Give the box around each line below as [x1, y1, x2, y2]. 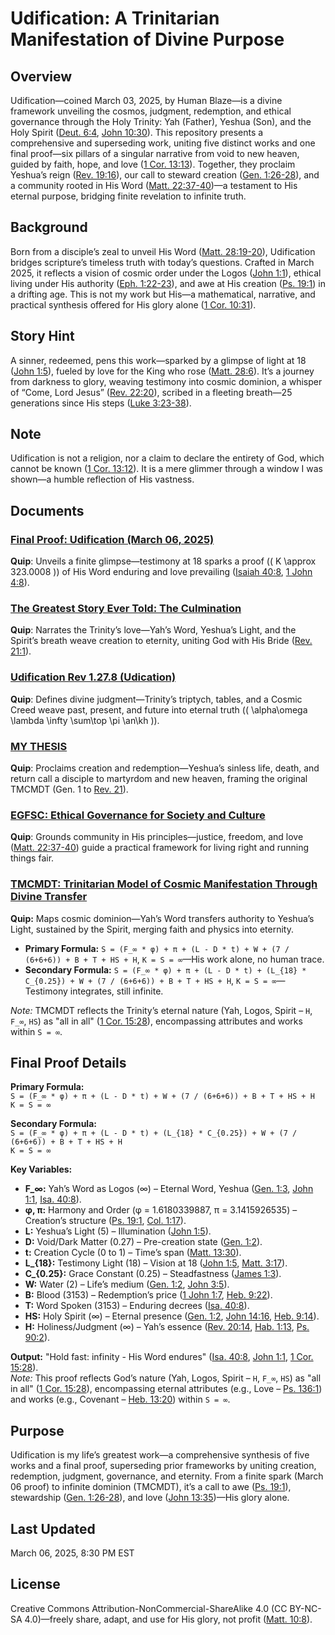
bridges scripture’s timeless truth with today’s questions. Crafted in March [10, 256, 315, 268]
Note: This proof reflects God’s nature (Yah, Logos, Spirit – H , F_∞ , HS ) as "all [10, 1372, 322, 1384]
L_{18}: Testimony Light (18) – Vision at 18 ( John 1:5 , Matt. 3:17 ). [24, 1257, 288, 1269]
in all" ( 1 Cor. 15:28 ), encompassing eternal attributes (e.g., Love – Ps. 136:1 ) [10, 1383, 323, 1395]
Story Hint [10, 328, 75, 345]
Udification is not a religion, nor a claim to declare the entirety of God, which [10, 452, 325, 464]
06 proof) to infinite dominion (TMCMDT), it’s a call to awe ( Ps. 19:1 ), [10, 1481, 292, 1493]
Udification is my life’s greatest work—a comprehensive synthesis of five [10, 1449, 310, 1461]
